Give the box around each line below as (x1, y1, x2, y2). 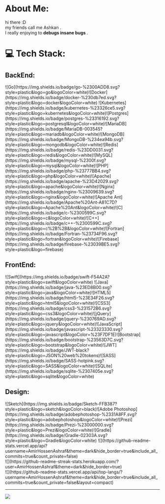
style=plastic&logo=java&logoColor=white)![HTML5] (5, 289, 111, 295)
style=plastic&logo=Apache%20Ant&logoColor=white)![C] (5, 204, 123, 210)
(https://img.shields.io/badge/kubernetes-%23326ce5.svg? (5, 105, 126, 111)
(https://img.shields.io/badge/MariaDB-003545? (5, 126, 103, 132)
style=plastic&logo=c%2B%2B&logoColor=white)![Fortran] (5, 225, 124, 231)
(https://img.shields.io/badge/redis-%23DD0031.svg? (5, 146, 114, 153)
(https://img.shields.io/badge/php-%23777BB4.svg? (5, 168, 111, 174)
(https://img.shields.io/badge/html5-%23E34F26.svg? (5, 294, 114, 301)
